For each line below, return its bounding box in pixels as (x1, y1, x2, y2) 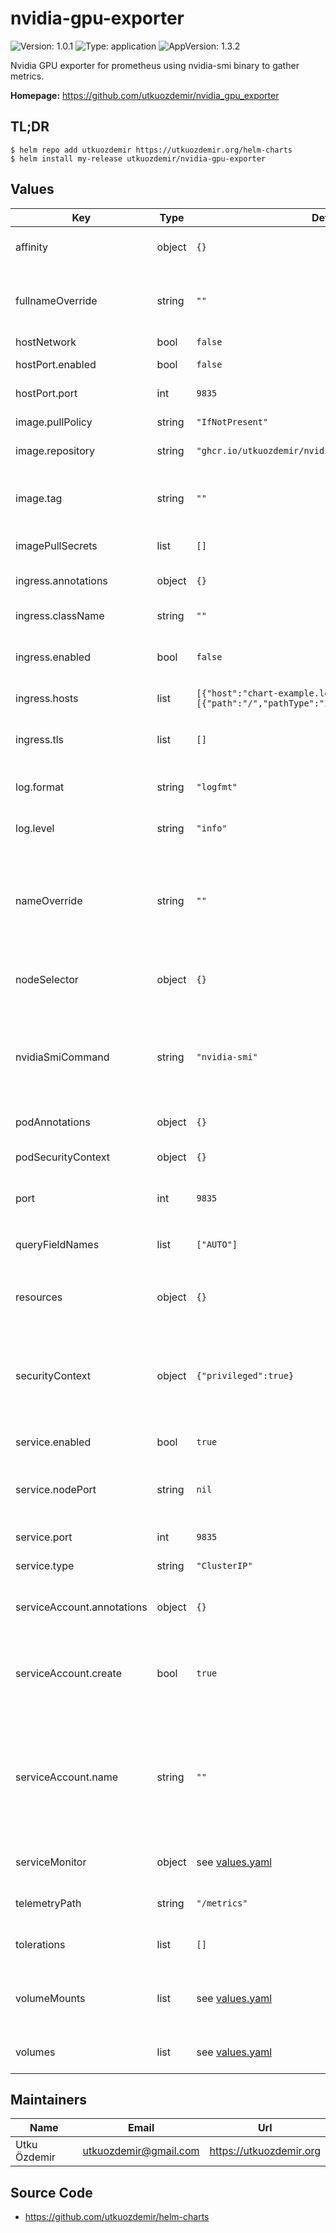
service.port (15, 1530, 73, 1544)
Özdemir (15, 2150, 56, 2164)
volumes (15, 2045, 56, 2059)
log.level (15, 821, 55, 835)
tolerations (15, 1937, 66, 1951)
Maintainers (10, 2091, 88, 2108)
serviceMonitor (15, 1855, 87, 1869)
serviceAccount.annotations (15, 1600, 148, 1614)
